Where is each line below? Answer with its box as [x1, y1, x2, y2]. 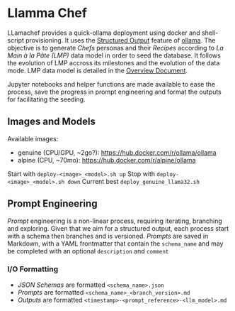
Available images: [7, 134, 59, 143]
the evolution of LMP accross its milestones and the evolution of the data [7, 58, 220, 67]
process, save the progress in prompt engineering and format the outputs [7, 87, 222, 96]
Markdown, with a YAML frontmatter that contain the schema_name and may [7, 239, 224, 248]
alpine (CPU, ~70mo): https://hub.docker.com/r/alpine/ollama [17, 155, 196, 164]
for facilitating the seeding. [7, 94, 86, 104]
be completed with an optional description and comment [7, 246, 169, 255]
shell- [201, 28, 219, 37]
